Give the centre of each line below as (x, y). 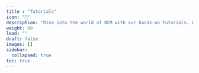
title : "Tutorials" (32, 11)
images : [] (20, 45)
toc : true (18, 61)
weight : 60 (20, 28)
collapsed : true (31, 55)
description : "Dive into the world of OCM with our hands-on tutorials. (98, 22)
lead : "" (17, 34)
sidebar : (17, 50)
